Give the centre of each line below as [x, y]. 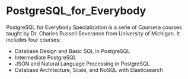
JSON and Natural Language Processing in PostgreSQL [82, 64]
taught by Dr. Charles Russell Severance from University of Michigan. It [93, 33]
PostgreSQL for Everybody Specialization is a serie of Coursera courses [94, 27]
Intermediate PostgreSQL [46, 57]
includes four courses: [34, 39]
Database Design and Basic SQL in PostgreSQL [72, 51]
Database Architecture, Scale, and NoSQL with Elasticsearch [89, 70]
